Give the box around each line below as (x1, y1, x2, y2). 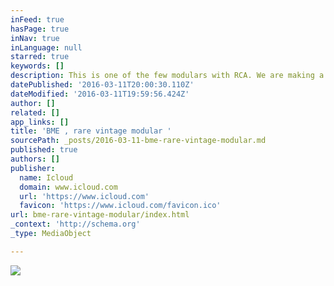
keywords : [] (10, 61, 65, 71)
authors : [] (10, 154, 60, 164)
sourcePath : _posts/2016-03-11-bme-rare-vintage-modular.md (10, 136, 267, 146)
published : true (10, 145, 78, 155)
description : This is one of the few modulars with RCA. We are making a (10, 71, 325, 81)
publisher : (10, 163, 56, 173)
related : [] (10, 107, 60, 118)
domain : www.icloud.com (19, 182, 118, 192)
